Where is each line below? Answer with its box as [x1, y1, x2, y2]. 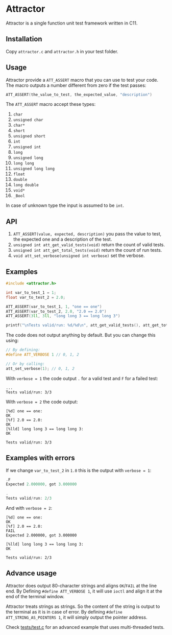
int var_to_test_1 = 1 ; [6, 290, 57, 295]
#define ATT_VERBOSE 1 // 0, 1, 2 [6, 352, 80, 358]
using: [6, 338, 19, 344]
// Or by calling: [6, 361, 45, 366]
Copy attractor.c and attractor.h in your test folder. [6, 48, 119, 54]
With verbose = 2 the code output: [6, 398, 78, 405]
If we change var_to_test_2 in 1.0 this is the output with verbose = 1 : [6, 467, 152, 473]
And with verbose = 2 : [6, 505, 53, 511]
